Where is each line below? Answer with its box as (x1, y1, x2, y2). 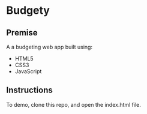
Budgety (6, 4, 50, 17)
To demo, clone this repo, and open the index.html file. (6, 101, 141, 108)
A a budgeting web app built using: (6, 43, 93, 50)
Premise (6, 28, 38, 38)
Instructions (6, 85, 53, 95)
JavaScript (14, 68, 42, 75)
